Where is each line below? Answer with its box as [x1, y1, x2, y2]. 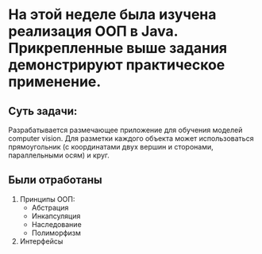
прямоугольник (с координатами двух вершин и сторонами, [8, 142, 214, 151]
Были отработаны [8, 173, 102, 187]
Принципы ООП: [19, 194, 75, 203]
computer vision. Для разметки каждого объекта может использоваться [8, 134, 254, 143]
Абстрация [31, 203, 69, 212]
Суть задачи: [8, 104, 78, 118]
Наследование [31, 219, 82, 229]
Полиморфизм [31, 228, 82, 237]
